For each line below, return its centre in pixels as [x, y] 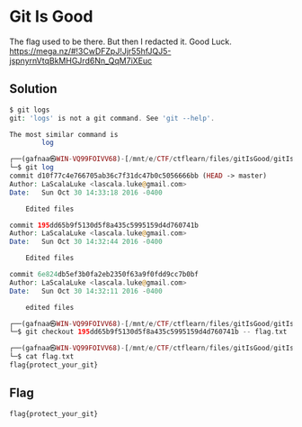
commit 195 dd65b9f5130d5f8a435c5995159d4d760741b [104, 225]
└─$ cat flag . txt [42, 357]
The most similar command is [64, 134]
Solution [33, 89]
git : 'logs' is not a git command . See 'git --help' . [112, 118]
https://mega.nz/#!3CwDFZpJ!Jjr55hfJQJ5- [90, 50]
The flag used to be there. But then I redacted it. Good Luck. [120, 41]
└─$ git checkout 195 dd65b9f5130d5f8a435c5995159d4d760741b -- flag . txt [148, 332]
